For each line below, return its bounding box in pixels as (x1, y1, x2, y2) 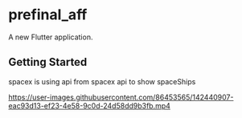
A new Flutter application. (8, 32, 93, 42)
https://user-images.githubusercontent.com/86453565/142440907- (8, 92, 234, 102)
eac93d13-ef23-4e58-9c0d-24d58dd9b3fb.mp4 (8, 100, 171, 110)
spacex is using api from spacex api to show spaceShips (8, 76, 196, 86)
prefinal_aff (8, 6, 88, 24)
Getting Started (8, 55, 88, 69)
